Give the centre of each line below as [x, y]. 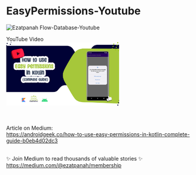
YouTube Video [25, 39]
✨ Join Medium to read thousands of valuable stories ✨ [74, 159]
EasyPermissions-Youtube [73, 11]
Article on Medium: [30, 128]
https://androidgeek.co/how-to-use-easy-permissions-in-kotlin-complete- [98, 134]
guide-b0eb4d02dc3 [32, 141]
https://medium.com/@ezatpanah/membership [64, 165]
